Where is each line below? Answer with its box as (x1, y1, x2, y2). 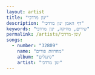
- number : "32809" (11, 43, 59, 49)
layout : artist (6, 8, 45, 15)
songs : (6, 37, 23, 43)
